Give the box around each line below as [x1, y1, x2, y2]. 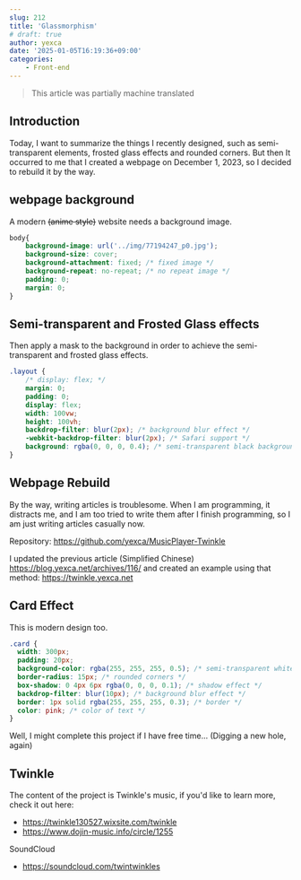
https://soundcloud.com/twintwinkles [21, 861, 161, 872]
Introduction [9, 114, 81, 129]
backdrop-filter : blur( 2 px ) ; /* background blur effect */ [25, 425, 251, 435]
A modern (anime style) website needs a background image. [9, 216, 233, 227]
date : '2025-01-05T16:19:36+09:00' [9, 47, 142, 56]
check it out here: [9, 799, 74, 810]
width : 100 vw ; [25, 409, 78, 418]
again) [9, 740, 33, 751]
